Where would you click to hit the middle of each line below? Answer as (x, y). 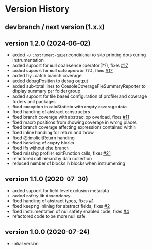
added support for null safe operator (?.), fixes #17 (62, 71)
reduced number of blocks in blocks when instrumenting (68, 163)
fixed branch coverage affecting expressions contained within (74, 127)
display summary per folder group (46, 91)
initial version (25, 244)
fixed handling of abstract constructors (51, 112)
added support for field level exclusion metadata (60, 191)
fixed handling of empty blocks (43, 143)
